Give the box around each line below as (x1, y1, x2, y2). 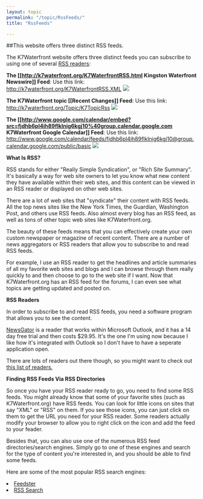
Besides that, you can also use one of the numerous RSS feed (6, 437, 160, 445)
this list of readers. (6, 364, 53, 371)
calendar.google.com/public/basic (6, 143, 92, 150)
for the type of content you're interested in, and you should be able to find (6, 450, 191, 457)
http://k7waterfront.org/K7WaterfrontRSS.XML (6, 85, 122, 93)
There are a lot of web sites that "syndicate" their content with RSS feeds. (6, 197, 190, 204)
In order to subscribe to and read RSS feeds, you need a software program (6, 308, 192, 315)
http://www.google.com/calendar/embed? (21, 116, 131, 123)
